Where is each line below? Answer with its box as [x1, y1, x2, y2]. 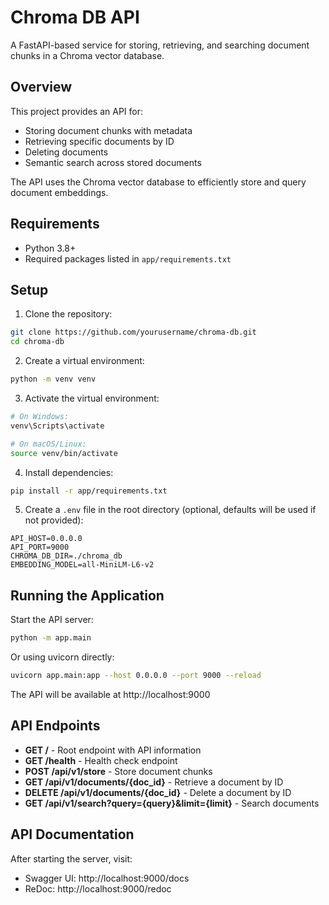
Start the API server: [10, 614, 94, 626]
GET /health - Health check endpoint [24, 754, 178, 766]
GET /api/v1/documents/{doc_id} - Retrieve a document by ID [24, 776, 284, 788]
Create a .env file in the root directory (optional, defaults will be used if [24, 504, 317, 516]
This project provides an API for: [10, 105, 143, 117]
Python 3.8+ [24, 242, 77, 254]
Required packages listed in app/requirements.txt [24, 252, 232, 265]
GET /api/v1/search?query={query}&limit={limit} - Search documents [24, 797, 320, 809]
